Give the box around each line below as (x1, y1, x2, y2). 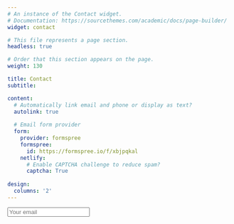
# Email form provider (14, 122, 81, 129)
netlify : (20, 154, 46, 161)
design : (7, 181, 31, 188)
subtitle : (7, 82, 37, 89)
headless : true (7, 43, 53, 50)
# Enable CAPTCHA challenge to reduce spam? (26, 161, 161, 168)
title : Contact (7, 75, 53, 82)
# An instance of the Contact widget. (7, 10, 122, 18)
